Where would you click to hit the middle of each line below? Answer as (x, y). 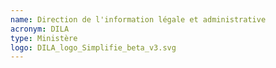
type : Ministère (44, 38)
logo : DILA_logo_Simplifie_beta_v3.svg (93, 47)
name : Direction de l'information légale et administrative (138, 19)
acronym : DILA (40, 29)
